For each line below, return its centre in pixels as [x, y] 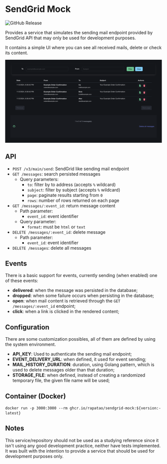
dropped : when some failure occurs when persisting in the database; [83, 296]
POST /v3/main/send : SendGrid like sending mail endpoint [71, 169]
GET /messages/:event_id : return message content [64, 205]
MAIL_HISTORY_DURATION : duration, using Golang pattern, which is [83, 365]
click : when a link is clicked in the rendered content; [66, 311]
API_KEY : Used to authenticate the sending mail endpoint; [72, 354]
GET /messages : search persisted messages [56, 174]
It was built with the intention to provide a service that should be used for [80, 451]
